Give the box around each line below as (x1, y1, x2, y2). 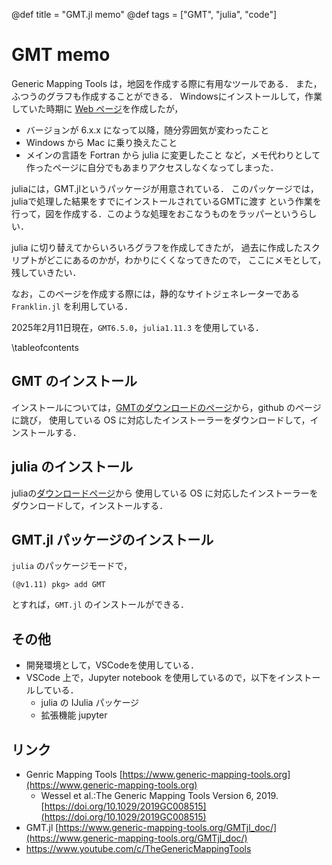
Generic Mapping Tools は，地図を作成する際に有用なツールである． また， (11, 77, 323, 89)
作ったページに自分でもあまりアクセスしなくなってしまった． (25, 161, 279, 173)
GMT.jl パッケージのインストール (11, 531, 214, 548)
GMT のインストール (11, 373, 138, 390)
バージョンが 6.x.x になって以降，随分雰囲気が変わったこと (25, 124, 270, 136)
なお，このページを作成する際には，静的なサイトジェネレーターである (11, 287, 300, 299)
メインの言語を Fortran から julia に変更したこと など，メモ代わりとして (25, 149, 321, 161)
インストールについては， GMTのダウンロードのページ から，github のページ (11, 401, 322, 413)
